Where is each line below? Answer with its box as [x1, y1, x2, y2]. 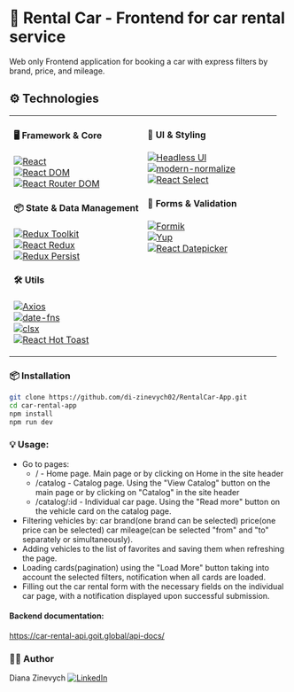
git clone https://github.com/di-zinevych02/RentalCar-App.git [9, 393, 248, 402]
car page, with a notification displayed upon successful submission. [21, 590, 270, 601]
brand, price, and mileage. [9, 66, 105, 76]
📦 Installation [9, 369, 71, 382]
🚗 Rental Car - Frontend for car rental [9, 8, 286, 28]
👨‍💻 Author [9, 652, 55, 665]
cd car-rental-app [9, 400, 77, 410]
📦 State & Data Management [13, 201, 139, 214]
